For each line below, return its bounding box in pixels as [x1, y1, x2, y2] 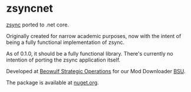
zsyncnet [6, 2, 53, 15]
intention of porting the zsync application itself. [6, 56, 121, 63]
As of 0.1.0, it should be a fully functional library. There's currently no [6, 50, 173, 57]
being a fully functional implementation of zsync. [6, 39, 125, 46]
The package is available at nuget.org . [6, 79, 99, 86]
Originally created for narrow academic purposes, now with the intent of [6, 32, 182, 39]
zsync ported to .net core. [6, 21, 70, 28]
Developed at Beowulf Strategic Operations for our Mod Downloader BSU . [6, 67, 186, 74]
